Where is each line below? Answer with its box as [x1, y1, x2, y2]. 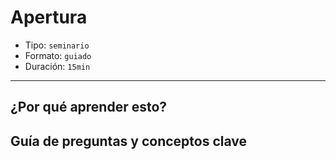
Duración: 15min [24, 60, 91, 72]
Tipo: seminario [24, 39, 90, 51]
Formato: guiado [24, 49, 92, 61]
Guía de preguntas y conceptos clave [10, 132, 248, 150]
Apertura [10, 6, 88, 29]
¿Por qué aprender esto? [10, 99, 168, 116]
